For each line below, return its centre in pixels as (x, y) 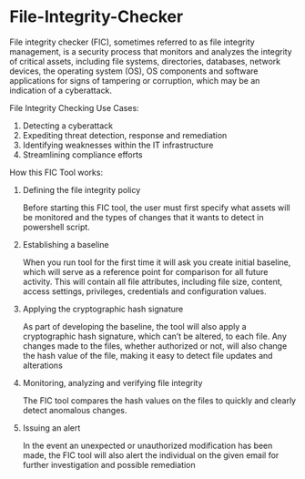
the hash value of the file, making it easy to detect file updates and (147, 355)
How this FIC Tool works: (56, 172)
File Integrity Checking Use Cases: (74, 107)
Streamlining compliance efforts (82, 154)
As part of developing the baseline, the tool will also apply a (135, 326)
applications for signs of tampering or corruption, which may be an (135, 80)
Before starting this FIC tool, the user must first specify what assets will (156, 208)
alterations (43, 365)
